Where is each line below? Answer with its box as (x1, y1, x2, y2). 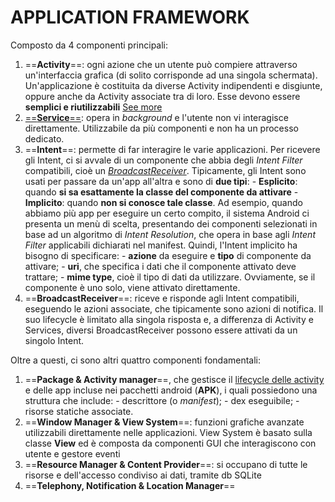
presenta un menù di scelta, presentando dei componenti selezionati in (24, 217, 318, 230)
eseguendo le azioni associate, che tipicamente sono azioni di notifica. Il (24, 302, 324, 315)
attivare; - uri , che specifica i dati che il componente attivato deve (24, 260, 297, 272)
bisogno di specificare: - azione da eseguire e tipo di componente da (24, 249, 312, 261)
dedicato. (24, 132, 65, 145)
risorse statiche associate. (24, 405, 134, 417)
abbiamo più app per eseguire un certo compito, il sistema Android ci (24, 207, 310, 219)
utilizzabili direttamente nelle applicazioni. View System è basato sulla (24, 426, 313, 438)
